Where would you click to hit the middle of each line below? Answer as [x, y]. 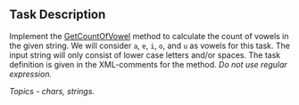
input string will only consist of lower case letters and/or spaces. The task [145, 55]
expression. [30, 74]
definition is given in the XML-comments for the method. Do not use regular [148, 64]
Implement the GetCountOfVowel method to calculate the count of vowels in [149, 36]
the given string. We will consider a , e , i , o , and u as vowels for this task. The [150, 45]
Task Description [58, 15]
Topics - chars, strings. [52, 91]
